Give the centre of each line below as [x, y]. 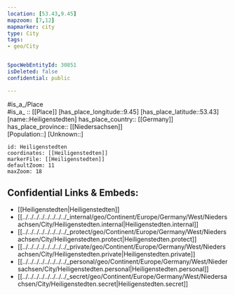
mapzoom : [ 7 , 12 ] [31, 20]
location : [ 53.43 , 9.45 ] [42, 14]
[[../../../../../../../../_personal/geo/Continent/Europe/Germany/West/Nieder [122, 262]
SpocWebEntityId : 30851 [42, 65]
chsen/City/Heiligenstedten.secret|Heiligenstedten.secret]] [102, 284]
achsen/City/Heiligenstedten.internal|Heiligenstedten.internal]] [108, 224]
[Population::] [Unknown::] [46, 134]
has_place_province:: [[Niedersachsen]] [65, 126]
